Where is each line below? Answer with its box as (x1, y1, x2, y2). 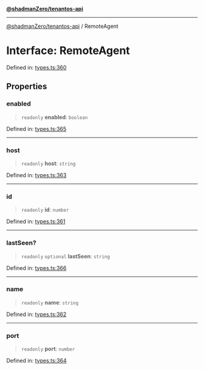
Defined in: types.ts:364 (6, 357, 67, 365)
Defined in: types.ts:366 (6, 264, 67, 272)
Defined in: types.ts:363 (6, 171, 67, 178)
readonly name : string (21, 298, 79, 306)
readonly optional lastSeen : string (21, 252, 110, 260)
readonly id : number (21, 206, 69, 214)
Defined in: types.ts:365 (6, 125, 67, 132)
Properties (6, 81, 47, 92)
